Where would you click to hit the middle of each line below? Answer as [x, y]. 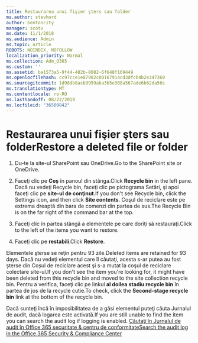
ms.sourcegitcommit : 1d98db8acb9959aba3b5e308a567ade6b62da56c [86, 83]
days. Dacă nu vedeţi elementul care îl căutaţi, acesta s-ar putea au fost [94, 259]
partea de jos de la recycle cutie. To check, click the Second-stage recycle [97, 291]
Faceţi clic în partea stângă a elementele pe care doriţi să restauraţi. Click [103, 224]
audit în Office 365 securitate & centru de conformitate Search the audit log [97, 327]
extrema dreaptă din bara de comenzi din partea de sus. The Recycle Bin [103, 206]
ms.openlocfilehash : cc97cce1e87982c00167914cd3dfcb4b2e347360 [86, 77]
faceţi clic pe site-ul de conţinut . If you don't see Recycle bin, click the [100, 193]
